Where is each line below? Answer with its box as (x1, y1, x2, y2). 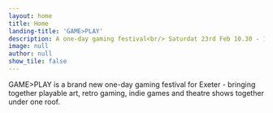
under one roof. (8, 97, 61, 106)
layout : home (8, 11, 53, 20)
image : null (8, 42, 49, 50)
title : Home (8, 20, 49, 28)
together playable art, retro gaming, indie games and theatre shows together (8, 88, 264, 98)
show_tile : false (8, 58, 67, 66)
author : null (8, 50, 53, 58)
